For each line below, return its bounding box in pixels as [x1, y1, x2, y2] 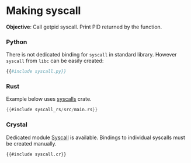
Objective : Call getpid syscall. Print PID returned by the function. [6, 23, 162, 30]
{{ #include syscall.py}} [6, 69, 67, 75]
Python [6, 38, 27, 46]
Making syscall [6, 4, 81, 17]
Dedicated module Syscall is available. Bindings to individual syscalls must [6, 134, 186, 141]
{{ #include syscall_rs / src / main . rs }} [6, 107, 98, 113]
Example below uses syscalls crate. [6, 95, 92, 102]
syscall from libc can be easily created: [6, 57, 104, 65]
